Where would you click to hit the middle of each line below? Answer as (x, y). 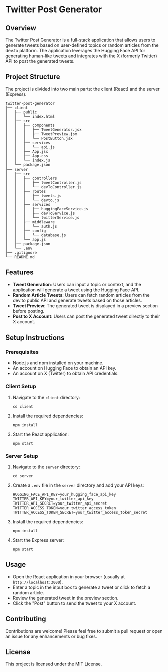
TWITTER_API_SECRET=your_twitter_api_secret (60, 503)
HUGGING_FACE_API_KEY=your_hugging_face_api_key (64, 494)
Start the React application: (41, 434)
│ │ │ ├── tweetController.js (43, 182)
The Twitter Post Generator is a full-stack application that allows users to (80, 40)
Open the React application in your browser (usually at (69, 576)
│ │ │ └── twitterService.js (42, 217)
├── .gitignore (21, 253)
